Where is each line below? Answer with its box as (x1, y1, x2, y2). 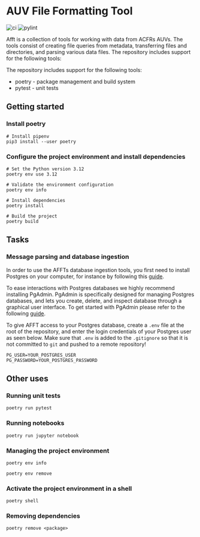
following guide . (6, 310, 46, 317)
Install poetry (6, 120, 46, 128)
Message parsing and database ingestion (6, 253, 129, 261)
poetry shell (6, 498, 39, 504)
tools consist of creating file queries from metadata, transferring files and (6, 42, 187, 49)
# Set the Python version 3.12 (6, 166, 84, 172)
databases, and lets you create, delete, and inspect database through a (6, 297, 182, 304)
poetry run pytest (6, 405, 52, 411)
